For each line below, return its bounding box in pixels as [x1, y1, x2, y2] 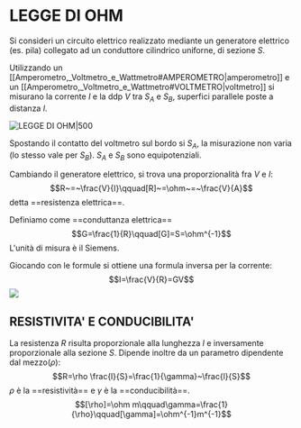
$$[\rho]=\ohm [75, 399, 131, 410]
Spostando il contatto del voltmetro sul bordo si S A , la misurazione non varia [9, 137, 293, 150]
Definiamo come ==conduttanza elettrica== [9, 214, 173, 225]
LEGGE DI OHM [9, 5, 123, 26]
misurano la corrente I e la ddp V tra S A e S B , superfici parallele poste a [9, 91, 274, 104]
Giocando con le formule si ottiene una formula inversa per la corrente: [9, 260, 272, 271]
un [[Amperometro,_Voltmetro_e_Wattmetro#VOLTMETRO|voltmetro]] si [9, 81, 275, 92]
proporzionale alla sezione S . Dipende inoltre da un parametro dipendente [9, 348, 284, 359]
